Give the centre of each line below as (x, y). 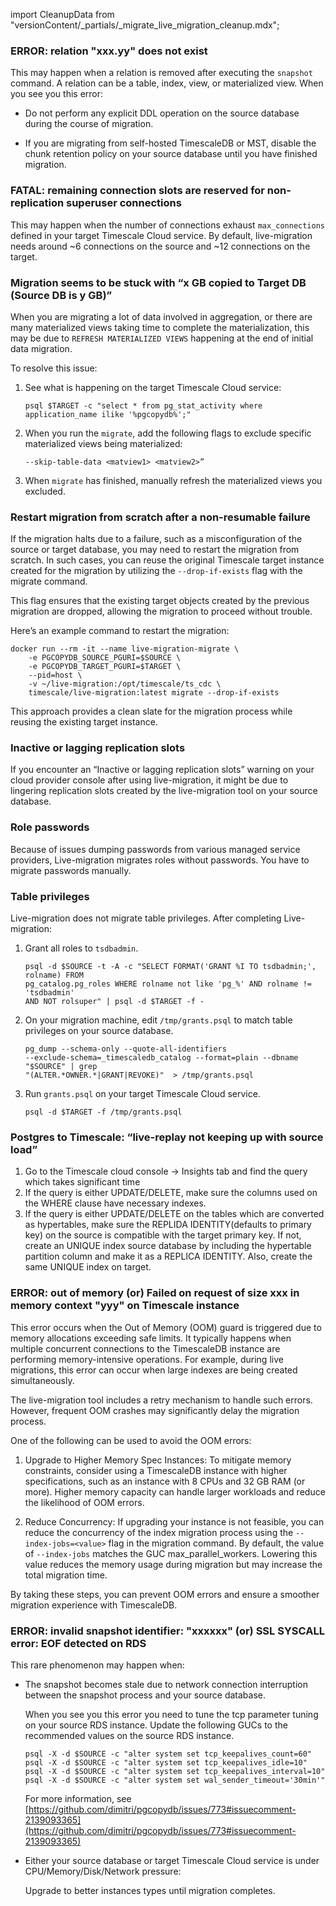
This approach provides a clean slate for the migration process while (151, 711)
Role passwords (50, 827)
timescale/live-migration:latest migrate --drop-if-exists (154, 693)
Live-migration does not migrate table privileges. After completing (146, 918)
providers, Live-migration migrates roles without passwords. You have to (160, 860)
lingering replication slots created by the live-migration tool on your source (164, 791)
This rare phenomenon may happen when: (97, 1665)
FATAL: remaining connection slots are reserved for (137, 191)
